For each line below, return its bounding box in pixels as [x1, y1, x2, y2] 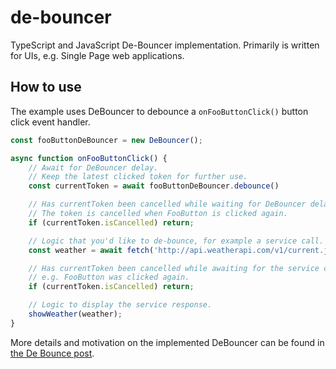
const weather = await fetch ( [28, 245, 155, 255]
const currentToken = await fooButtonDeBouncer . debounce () [28, 181, 280, 191]
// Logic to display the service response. [28, 300, 213, 310]
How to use [10, 79, 82, 96]
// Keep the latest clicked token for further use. [28, 172, 248, 182]
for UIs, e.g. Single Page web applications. [10, 49, 185, 61]
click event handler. [10, 116, 91, 128]
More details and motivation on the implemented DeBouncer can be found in [10, 336, 325, 348]
